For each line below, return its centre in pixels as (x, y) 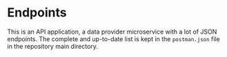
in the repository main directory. (53, 46)
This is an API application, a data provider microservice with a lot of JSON (112, 32)
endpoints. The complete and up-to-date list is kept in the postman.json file (113, 38)
